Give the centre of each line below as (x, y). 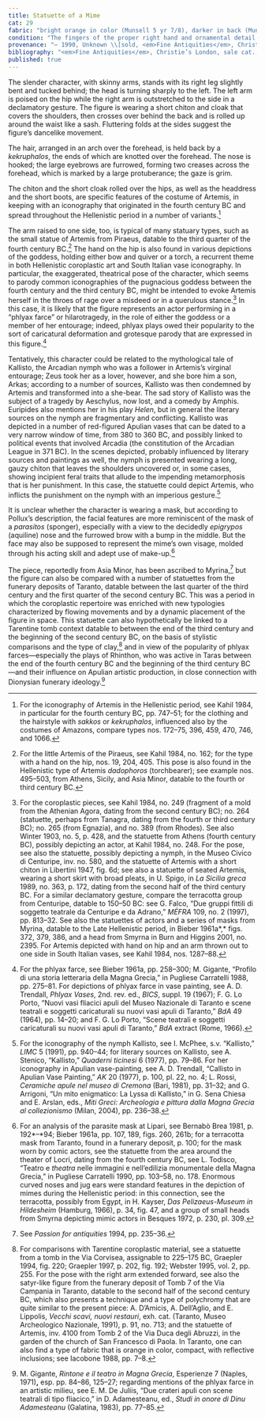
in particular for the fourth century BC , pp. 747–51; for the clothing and (134, 713)
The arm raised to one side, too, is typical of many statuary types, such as (129, 230)
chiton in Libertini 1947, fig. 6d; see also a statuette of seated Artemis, (133, 869)
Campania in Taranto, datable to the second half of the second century (134, 1291)
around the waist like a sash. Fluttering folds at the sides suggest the (120, 124)
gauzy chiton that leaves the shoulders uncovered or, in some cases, (120, 468)
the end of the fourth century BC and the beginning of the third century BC (129, 664)
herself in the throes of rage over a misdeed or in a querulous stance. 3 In (127, 299)
